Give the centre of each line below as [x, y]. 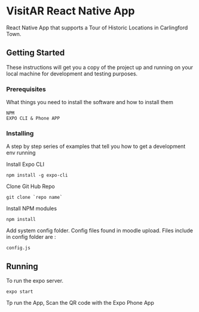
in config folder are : [31, 237]
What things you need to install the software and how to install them [90, 102]
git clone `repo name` [34, 198]
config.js [19, 248]
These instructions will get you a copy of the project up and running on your [99, 67]
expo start [20, 292]
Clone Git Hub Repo [30, 186]
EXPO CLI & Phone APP [33, 119]
